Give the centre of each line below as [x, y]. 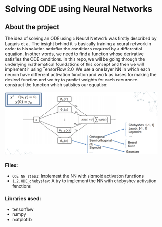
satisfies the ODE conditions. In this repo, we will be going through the [75, 59]
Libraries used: [23, 198]
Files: [12, 165]
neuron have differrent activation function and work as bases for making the [81, 74]
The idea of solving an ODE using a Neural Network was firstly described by [81, 38]
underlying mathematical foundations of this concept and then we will [74, 64]
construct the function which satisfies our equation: [56, 85]
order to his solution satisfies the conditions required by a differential [74, 49]
